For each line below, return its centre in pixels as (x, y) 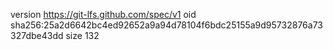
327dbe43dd (37, 35)
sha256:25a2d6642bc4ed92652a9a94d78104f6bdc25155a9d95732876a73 (166, 25)
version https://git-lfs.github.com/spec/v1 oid (103, 14)
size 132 (82, 35)
